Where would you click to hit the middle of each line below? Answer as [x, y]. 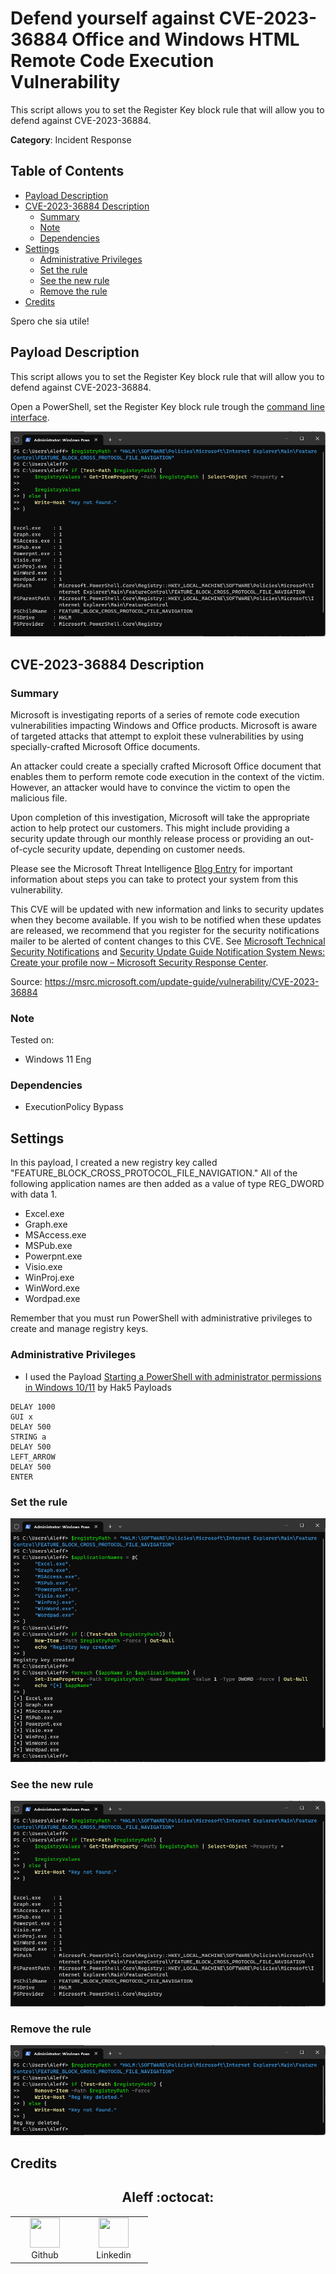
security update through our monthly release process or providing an [152, 838]
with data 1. [34, 1194]
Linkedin [114, 2255]
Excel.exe [44, 1214]
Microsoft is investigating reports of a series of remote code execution [155, 714]
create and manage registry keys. [79, 1329]
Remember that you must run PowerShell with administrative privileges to [161, 1318]
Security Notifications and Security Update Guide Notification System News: [168, 951]
